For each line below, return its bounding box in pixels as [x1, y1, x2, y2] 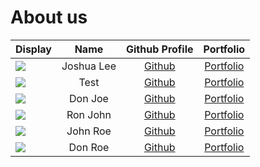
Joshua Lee [61, 59, 117, 73]
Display [15, 42, 52, 56]
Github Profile [126, 42, 194, 56]
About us [10, 6, 88, 29]
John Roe [66, 124, 112, 138]
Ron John [66, 107, 112, 121]
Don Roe [68, 140, 110, 154]
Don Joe [68, 91, 109, 105]
